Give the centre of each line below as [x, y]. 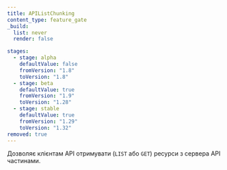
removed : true [27, 134]
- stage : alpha [35, 58]
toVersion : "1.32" [45, 127]
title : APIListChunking [41, 13]
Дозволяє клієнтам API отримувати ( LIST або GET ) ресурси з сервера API [114, 154]
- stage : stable [36, 109]
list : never [30, 33]
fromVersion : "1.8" [47, 70]
